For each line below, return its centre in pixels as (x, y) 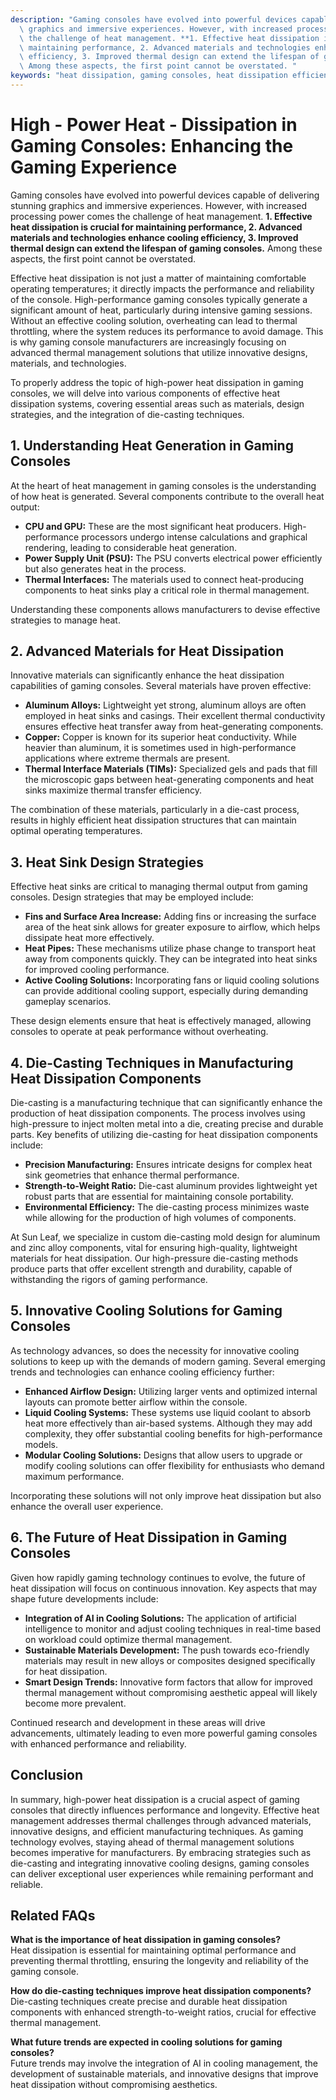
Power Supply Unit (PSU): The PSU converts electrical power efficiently (173, 558)
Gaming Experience (94, 167)
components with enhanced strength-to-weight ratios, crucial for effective (163, 2012)
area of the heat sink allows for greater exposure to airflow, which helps (172, 927)
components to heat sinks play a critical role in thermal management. (167, 590)
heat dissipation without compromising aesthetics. (114, 2085)
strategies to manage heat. (65, 620)
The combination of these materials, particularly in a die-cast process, (155, 810)
